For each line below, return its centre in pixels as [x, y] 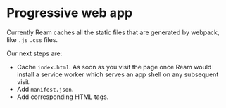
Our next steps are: [34, 53]
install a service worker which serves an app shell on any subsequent [118, 74]
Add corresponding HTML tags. [63, 97]
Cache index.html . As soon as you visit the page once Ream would [114, 67]
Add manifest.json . [45, 89]
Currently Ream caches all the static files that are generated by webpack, [113, 32]
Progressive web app [70, 13]
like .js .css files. [32, 39]
